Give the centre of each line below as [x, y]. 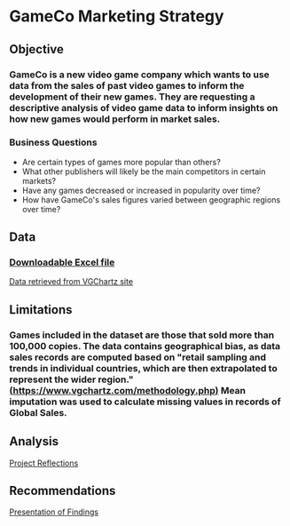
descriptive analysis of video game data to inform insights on [144, 108]
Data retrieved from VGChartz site [71, 282]
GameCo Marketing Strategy [117, 16]
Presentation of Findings [54, 512]
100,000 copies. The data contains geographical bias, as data [145, 346]
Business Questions [53, 142]
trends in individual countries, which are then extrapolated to [143, 368]
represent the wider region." [71, 379]
